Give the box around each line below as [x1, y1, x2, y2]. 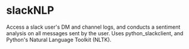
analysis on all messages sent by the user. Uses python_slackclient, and [6, 29, 184, 36]
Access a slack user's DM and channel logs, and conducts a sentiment [6, 23, 181, 30]
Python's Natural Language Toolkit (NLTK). [6, 36, 112, 43]
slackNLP [6, 4, 54, 17]
